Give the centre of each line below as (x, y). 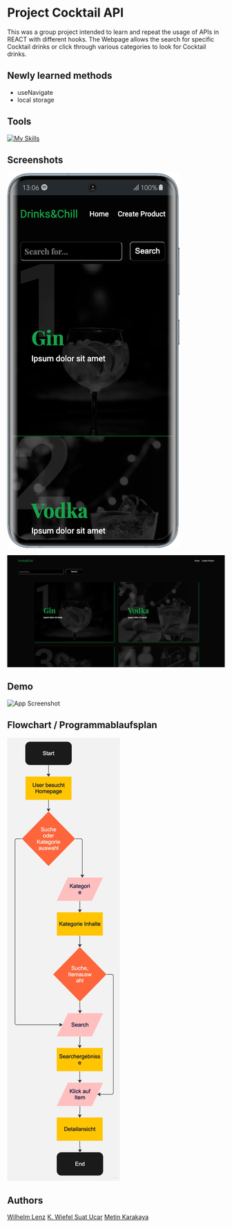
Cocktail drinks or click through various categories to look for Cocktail (107, 46)
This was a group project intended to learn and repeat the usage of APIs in (113, 32)
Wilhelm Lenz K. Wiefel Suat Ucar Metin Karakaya (78, 1217)
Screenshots (35, 160)
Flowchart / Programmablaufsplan (82, 725)
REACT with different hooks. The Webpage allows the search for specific (111, 39)
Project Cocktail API (66, 13)
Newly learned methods (60, 76)
